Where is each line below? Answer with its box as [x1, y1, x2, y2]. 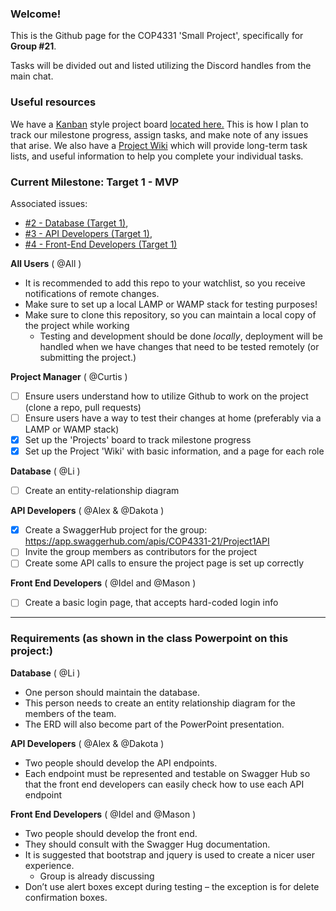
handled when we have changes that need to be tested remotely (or [39, 340, 320, 352]
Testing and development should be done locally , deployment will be [39, 330, 323, 342]
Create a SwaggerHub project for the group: [24, 524, 208, 536]
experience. [24, 859, 75, 871]
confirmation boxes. [24, 891, 108, 903]
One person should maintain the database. [24, 686, 201, 698]
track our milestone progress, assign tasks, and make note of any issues [10, 128, 309, 141]
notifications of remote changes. [24, 287, 160, 299]
